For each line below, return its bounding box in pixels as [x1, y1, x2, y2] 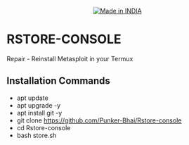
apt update [16, 94, 48, 102]
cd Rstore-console [16, 123, 71, 132]
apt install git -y [16, 108, 63, 117]
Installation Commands [6, 75, 110, 87]
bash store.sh [16, 131, 57, 139]
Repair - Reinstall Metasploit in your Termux [6, 54, 133, 63]
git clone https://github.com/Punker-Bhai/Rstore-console [16, 116, 182, 125]
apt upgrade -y [16, 101, 61, 109]
